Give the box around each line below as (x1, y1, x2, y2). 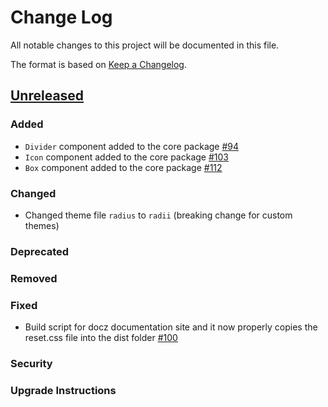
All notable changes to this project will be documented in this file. (10, 39, 280, 51)
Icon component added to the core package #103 (24, 151, 230, 163)
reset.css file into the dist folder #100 (24, 332, 178, 344)
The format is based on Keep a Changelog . (10, 58, 187, 70)
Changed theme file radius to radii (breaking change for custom (24, 209, 293, 221)
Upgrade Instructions (10, 383, 117, 397)
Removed (10, 271, 58, 285)
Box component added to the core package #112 (24, 161, 223, 173)
